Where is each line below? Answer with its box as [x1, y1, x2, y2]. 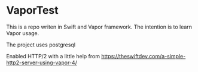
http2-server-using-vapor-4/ [6, 59, 78, 66]
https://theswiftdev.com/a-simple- [101, 52, 186, 60]
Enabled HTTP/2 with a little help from [6, 52, 100, 60]
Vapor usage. [6, 29, 39, 36]
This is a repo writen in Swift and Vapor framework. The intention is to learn [6, 23, 193, 30]
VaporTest [6, 4, 59, 17]
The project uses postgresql [6, 41, 76, 48]
